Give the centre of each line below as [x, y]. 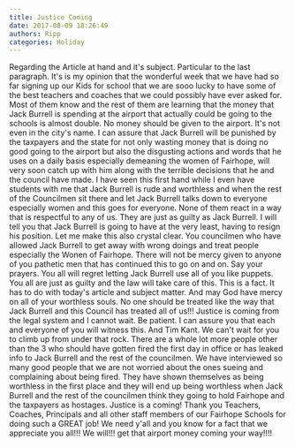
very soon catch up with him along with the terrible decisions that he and [142, 170]
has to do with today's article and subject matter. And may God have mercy [146, 292]
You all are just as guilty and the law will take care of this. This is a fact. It [142, 283]
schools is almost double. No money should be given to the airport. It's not [145, 124]
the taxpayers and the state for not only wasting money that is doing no [139, 142]
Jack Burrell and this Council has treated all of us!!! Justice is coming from [144, 311]
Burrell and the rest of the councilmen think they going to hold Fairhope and [147, 396]
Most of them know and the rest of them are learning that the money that [142, 105]
